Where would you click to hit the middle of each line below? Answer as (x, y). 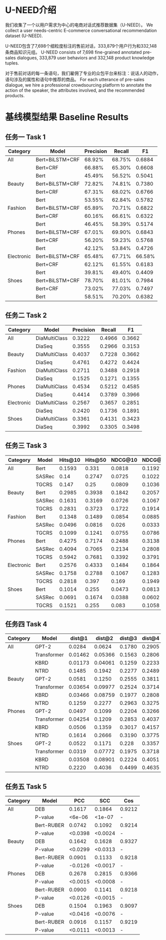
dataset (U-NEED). (24, 36)
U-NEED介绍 (31, 10)
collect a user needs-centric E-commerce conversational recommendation (81, 30)
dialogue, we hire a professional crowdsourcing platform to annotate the (79, 85)
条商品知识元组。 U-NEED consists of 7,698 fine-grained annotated (74, 52)
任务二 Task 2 (26, 315)
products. (15, 95)
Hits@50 (96, 460)
